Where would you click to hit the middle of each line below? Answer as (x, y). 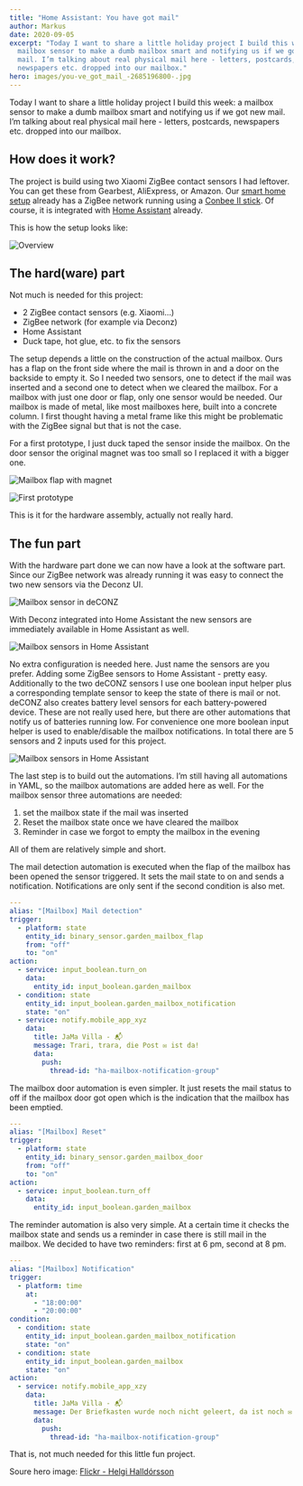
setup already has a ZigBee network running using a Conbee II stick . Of (142, 201)
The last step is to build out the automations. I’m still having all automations (149, 776)
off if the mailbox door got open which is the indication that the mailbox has (150, 1098)
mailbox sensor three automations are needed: (96, 795)
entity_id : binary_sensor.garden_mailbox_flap (115, 936)
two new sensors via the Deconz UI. (76, 584)
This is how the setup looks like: (69, 228)
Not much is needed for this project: (76, 295)
